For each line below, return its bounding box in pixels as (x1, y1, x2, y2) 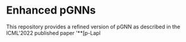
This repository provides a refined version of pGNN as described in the (6, 23, 181, 30)
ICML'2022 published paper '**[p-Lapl (6, 29, 101, 36)
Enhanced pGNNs (6, 4, 97, 17)
